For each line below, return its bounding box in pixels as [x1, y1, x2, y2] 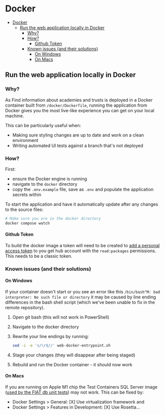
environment [12, 137, 39, 143]
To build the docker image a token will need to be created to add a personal [5, 242, 160, 248]
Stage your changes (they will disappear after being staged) [12, 352, 136, 358]
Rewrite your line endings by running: [12, 334, 89, 339]
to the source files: [5, 207, 44, 212]
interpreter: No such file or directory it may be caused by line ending [5, 294, 157, 300]
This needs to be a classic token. [5, 253, 73, 259]
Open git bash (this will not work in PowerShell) [12, 314, 109, 320]
